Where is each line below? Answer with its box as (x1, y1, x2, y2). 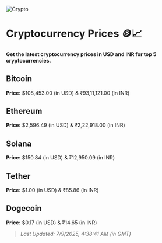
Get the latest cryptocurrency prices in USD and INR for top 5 (6, 50, 157, 58)
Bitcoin (6, 74, 33, 84)
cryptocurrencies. (6, 57, 51, 64)
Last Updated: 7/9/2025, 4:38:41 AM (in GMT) (20, 230, 131, 237)
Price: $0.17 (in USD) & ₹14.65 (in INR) (6, 219, 97, 226)
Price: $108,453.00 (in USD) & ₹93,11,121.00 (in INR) (6, 89, 130, 96)
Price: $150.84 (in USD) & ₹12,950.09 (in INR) (6, 154, 115, 161)
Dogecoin (6, 203, 42, 213)
